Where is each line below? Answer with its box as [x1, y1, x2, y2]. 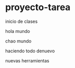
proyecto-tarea [5, 2, 71, 13]
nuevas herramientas [5, 57, 50, 63]
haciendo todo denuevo [5, 48, 55, 54]
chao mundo [5, 38, 32, 44]
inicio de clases [5, 18, 38, 24]
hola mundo [5, 28, 30, 34]
